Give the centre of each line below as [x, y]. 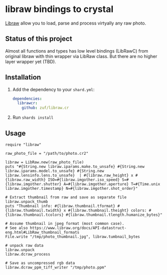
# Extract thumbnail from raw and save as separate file [66, 197]
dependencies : [27, 99]
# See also [17, 228]
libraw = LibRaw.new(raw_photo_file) [45, 162]
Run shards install [33, 117]
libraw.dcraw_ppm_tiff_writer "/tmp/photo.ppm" [56, 267]
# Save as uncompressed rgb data [40, 263]
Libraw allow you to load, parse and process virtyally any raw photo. [76, 23]
